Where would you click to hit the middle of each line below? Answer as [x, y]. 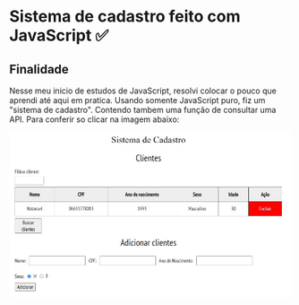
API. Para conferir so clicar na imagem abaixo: [94, 119]
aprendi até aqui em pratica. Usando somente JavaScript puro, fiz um [137, 100]
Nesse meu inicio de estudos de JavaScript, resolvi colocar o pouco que [143, 91]
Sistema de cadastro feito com [125, 17]
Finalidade [39, 69]
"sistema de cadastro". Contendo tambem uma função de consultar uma [143, 110]
